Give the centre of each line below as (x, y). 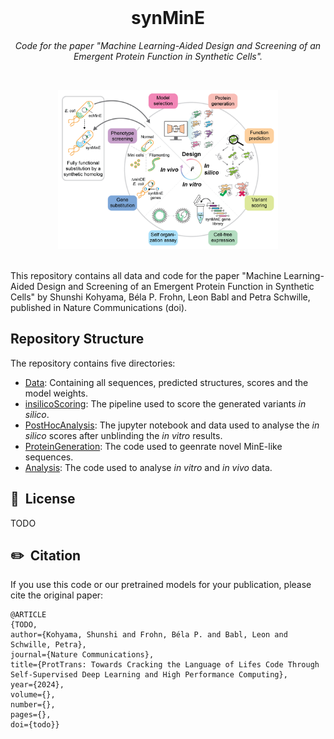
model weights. (56, 393)
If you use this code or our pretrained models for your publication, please (161, 585)
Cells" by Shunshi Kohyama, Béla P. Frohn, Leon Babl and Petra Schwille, (160, 297)
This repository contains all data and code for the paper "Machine (146, 275)
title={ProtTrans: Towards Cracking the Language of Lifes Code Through (165, 665)
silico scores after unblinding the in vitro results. (123, 435)
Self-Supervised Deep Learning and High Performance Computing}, (149, 675)
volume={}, (33, 695)
